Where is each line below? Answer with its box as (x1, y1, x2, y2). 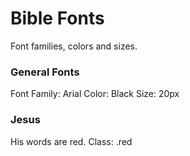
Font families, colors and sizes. (10, 40, 138, 52)
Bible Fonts (10, 7, 105, 30)
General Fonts (10, 65, 80, 79)
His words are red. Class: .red (10, 135, 133, 147)
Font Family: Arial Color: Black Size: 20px (10, 88, 180, 100)
